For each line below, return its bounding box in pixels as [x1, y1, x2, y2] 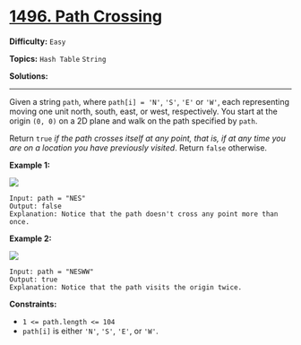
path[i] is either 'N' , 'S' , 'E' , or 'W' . [21, 325, 159, 336]
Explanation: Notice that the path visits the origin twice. [9, 282, 243, 292]
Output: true [9, 275, 58, 284]
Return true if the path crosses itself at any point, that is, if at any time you [9, 133, 287, 143]
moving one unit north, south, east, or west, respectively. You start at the [9, 106, 278, 116]
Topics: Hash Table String [9, 53, 107, 64]
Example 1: [9, 160, 51, 170]
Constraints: [9, 298, 57, 309]
